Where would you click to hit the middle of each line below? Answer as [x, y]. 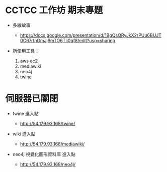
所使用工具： [26, 51]
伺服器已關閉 [32, 99]
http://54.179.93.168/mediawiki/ [52, 144]
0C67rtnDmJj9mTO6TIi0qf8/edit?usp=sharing [68, 40]
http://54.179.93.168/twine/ [48, 123]
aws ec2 [29, 61]
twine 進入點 [25, 113]
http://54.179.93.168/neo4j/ [48, 164]
